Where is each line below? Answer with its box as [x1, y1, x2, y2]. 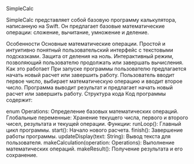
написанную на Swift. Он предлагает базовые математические [6, 23, 165, 29]
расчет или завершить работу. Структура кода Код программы [6, 91, 166, 97]
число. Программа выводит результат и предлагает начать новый [6, 84, 173, 91]
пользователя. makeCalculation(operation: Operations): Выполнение [6, 139, 175, 146]
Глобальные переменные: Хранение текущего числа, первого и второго [6, 114, 188, 121]
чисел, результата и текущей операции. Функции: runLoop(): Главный [6, 121, 181, 127]
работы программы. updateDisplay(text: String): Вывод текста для [6, 133, 171, 140]
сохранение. [6, 152, 38, 158]
